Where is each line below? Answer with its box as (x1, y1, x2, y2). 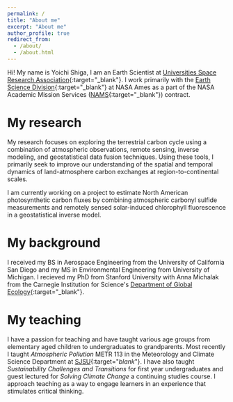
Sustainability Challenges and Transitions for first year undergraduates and (7, 364, 224, 373)
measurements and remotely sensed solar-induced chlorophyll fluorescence (7, 203, 226, 211)
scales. (7, 175, 28, 183)
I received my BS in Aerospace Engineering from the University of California (7, 258, 225, 266)
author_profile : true (7, 29, 70, 37)
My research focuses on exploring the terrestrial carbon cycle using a (7, 137, 207, 146)
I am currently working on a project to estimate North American (7, 188, 188, 196)
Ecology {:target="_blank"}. (7, 287, 85, 296)
